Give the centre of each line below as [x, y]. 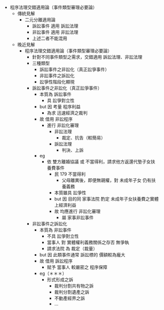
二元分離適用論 [40, 20]
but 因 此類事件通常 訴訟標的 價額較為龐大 [82, 255]
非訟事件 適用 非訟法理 [55, 32]
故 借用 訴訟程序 [56, 261]
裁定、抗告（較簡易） [84, 138]
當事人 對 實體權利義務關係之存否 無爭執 [88, 242]
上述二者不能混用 [50, 38]
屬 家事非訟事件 [78, 217]
